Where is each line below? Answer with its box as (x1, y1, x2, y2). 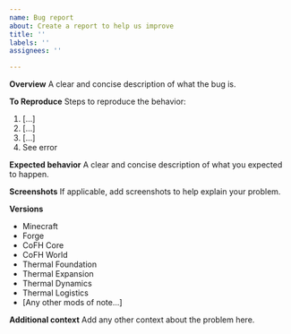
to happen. (9, 169, 49, 180)
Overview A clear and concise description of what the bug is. (9, 79, 236, 90)
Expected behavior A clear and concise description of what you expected (9, 159, 283, 170)
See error (21, 142, 58, 153)
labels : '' (9, 38, 50, 47)
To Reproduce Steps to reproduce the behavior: (9, 96, 186, 107)
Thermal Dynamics (21, 278, 92, 289)
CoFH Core (21, 240, 64, 251)
